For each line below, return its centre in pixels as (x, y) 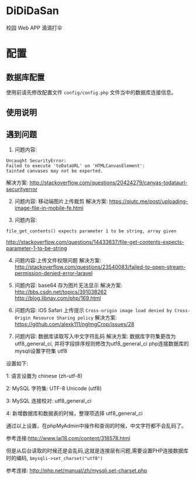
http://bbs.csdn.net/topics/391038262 (61, 292)
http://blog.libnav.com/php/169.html (58, 298)
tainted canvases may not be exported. (55, 171)
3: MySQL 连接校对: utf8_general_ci (49, 401)
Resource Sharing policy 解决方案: (75, 317)
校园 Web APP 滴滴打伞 (34, 28)
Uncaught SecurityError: (36, 161)
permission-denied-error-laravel (54, 273)
